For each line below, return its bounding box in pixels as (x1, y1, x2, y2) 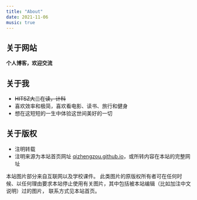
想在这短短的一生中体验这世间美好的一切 (14, 110, 113, 116)
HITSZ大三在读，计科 (14, 95, 66, 102)
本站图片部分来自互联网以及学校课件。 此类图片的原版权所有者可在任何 (6, 172, 177, 179)
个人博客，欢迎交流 (6, 59, 53, 66)
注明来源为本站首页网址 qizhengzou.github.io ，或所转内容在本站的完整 (14, 152, 186, 159)
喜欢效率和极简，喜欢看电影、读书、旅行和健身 (14, 102, 128, 109)
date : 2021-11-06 (6, 14, 49, 20)
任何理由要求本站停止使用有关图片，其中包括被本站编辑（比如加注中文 (21, 180, 191, 187)
